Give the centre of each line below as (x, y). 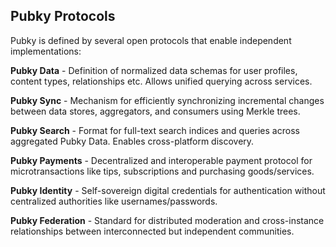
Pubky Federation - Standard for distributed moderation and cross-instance (167, 220)
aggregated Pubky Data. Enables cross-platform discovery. (132, 141)
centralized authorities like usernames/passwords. (114, 201)
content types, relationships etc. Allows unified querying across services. (161, 81)
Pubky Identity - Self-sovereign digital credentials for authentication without (168, 190)
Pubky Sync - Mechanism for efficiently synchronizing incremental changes (167, 100)
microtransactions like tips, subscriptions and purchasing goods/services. (162, 171)
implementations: (46, 51)
